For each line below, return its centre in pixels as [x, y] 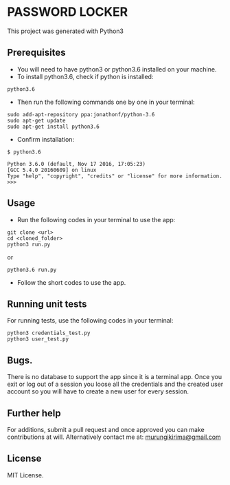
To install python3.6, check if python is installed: [85, 76]
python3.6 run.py [32, 270]
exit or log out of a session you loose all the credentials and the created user [115, 384]
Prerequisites [36, 53]
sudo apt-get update [37, 120]
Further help [34, 413]
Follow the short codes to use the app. [71, 282]
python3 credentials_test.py [49, 333]
